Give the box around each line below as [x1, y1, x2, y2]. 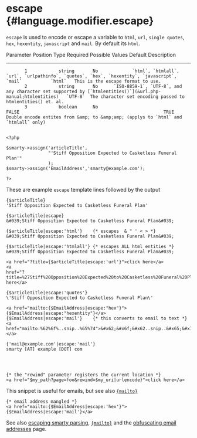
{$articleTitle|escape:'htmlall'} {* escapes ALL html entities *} [6, 243, 175, 249]
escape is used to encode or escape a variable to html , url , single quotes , [6, 33, 185, 40]
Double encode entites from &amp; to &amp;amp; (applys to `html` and [6, 114, 182, 120]
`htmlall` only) [6, 119, 46, 125]
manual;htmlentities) [6, 93, 59, 100]
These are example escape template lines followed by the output [6, 186, 161, 193]
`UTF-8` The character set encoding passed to [66, 93, 185, 100]
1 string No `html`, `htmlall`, [24, 68, 180, 74]
